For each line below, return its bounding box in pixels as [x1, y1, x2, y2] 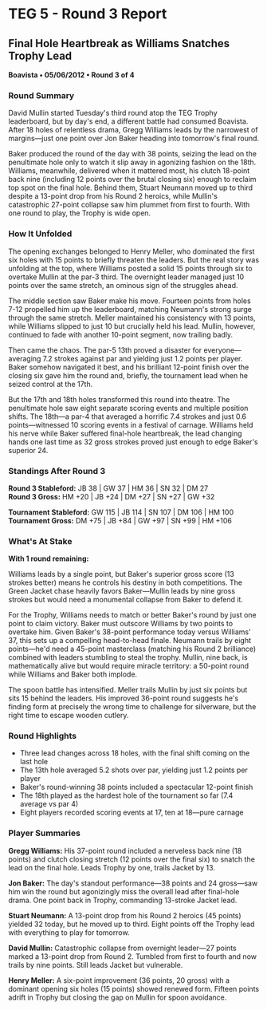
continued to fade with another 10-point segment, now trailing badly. [8, 329, 234, 339]
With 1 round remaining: [8, 554, 89, 563]
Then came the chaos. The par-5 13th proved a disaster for [8, 345, 202, 355]
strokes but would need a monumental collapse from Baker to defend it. [8, 595, 243, 605]
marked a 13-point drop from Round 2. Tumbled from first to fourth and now [8, 951, 257, 961]
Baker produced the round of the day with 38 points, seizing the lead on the [8, 149, 257, 159]
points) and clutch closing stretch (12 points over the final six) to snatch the [8, 854, 255, 864]
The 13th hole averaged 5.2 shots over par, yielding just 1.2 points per [19, 765, 249, 775]
